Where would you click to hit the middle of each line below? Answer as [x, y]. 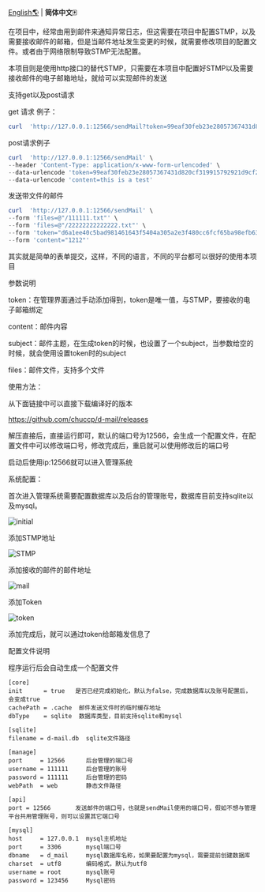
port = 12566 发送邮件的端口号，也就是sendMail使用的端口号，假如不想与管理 [132, 808]
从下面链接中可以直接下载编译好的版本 [70, 403]
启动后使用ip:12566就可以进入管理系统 [70, 462]
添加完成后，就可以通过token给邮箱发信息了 [80, 634]
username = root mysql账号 [62, 872]
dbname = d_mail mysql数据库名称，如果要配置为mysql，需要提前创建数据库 [129, 855]
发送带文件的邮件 [36, 196]
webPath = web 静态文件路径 [65, 785]
